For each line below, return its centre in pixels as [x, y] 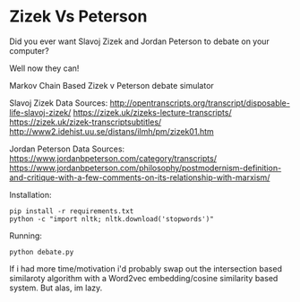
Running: [26, 236]
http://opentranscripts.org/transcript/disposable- [200, 103]
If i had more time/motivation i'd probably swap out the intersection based [146, 268]
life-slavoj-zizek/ [40, 112]
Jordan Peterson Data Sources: [67, 149]
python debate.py [42, 252]
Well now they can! [44, 68]
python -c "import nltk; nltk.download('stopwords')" [112, 219]
